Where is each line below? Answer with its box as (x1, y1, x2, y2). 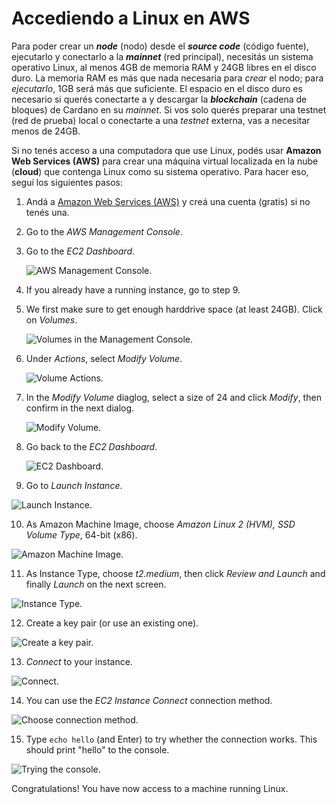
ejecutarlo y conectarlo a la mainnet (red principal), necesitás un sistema (11, 50, 314, 62)
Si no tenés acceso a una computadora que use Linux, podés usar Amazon (11, 144, 322, 156)
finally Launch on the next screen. (25, 578, 167, 590)
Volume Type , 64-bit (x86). (25, 528, 138, 541)
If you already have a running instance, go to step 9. (25, 283, 241, 296)
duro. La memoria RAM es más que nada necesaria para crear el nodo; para (11, 72, 324, 84)
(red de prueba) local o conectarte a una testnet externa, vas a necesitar (11, 114, 311, 126)
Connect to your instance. (25, 655, 133, 667)
